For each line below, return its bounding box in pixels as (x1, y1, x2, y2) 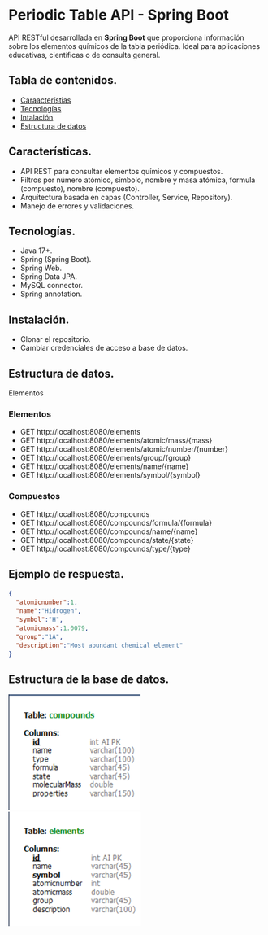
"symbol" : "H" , (15, 616, 63, 624)
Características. (8, 145, 92, 159)
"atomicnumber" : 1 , (15, 598, 79, 607)
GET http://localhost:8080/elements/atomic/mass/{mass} (19, 435, 213, 445)
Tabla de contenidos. (8, 73, 118, 87)
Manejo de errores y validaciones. (19, 201, 135, 211)
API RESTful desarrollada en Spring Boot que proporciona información (8, 33, 245, 42)
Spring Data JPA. (19, 272, 77, 282)
